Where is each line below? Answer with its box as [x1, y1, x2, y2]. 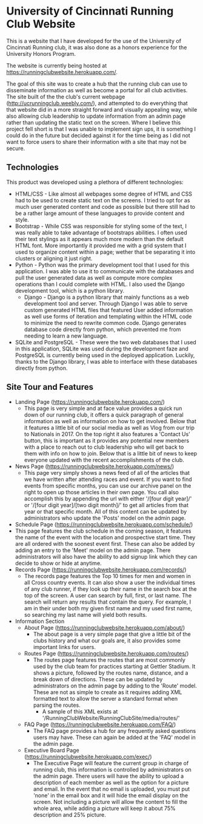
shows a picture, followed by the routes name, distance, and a [33, 669, 188, 676]
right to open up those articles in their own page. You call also [24, 488, 179, 495]
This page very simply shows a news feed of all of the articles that [24, 469, 190, 476]
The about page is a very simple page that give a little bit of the [33, 630, 191, 638]
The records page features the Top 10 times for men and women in [24, 572, 191, 579]
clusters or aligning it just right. [15, 254, 93, 262]
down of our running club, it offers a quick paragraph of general [24, 411, 184, 418]
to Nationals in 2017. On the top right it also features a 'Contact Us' [24, 430, 191, 438]
